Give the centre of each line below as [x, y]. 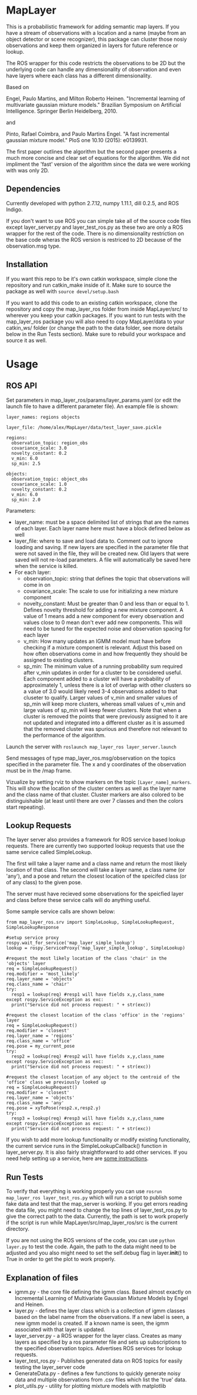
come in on [37, 585]
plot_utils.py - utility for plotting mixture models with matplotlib [90, 1386]
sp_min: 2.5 [26, 464]
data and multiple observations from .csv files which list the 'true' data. [101, 1380]
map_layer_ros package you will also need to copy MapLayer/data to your [95, 321]
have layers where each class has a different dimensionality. [79, 76]
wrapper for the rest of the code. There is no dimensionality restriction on [95, 233]
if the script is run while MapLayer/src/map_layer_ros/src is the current [92, 1223]
